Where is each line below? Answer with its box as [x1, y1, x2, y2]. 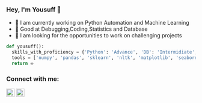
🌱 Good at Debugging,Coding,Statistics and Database [14, 25, 148, 33]
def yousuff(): [6, 43, 44, 50]
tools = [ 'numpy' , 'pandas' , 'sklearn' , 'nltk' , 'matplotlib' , [11, 55, 173, 61]
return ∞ [11, 60, 34, 66]
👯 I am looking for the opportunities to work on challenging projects [14, 32, 182, 39]
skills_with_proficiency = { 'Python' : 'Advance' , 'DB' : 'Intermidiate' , [11, 49, 198, 55]
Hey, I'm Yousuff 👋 [6, 5, 61, 14]
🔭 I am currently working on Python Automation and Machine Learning [14, 19, 189, 27]
